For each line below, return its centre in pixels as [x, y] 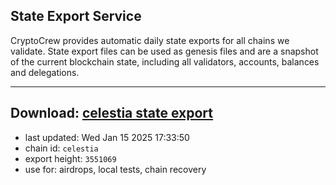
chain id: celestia [61, 148]
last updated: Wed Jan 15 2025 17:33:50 [107, 137]
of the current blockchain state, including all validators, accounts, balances [165, 61]
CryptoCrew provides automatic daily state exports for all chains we [150, 40]
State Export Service [76, 16]
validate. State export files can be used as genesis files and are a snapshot [164, 51]
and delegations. [45, 72]
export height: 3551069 [70, 158]
